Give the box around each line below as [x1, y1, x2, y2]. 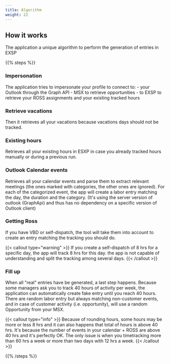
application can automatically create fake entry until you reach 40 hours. [5, 290, 157, 296]
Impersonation [5, 72, 42, 79]
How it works [5, 31, 48, 40]
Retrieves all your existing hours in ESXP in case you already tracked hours [5, 148, 161, 155]
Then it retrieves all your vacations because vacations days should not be [5, 119, 159, 125]
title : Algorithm [5, 7, 42, 13]
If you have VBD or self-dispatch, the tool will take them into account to [5, 229, 154, 235]
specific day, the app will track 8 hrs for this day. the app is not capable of [5, 250, 160, 256]
